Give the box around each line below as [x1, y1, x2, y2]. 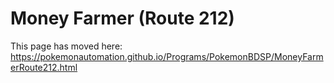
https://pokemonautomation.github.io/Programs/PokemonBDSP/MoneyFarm [10, 50, 324, 62]
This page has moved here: [10, 40, 123, 52]
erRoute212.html [10, 61, 78, 73]
